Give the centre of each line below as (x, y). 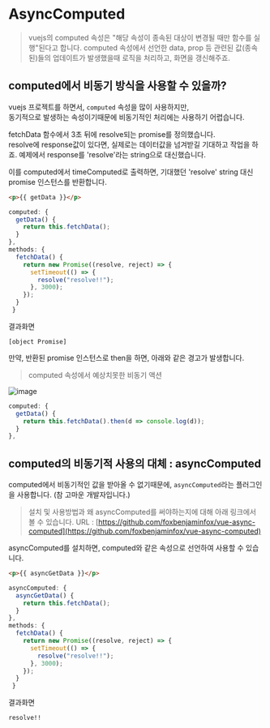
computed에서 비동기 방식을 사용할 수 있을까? (118, 86)
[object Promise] (38, 341)
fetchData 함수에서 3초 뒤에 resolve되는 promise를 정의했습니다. (112, 134)
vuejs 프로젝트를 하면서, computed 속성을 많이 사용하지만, (99, 107)
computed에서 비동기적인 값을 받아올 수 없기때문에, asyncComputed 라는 (122, 485)
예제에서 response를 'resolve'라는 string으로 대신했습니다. (113, 154)
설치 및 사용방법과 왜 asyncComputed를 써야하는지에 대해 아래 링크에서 (142, 512)
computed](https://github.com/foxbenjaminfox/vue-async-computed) (145, 531)
